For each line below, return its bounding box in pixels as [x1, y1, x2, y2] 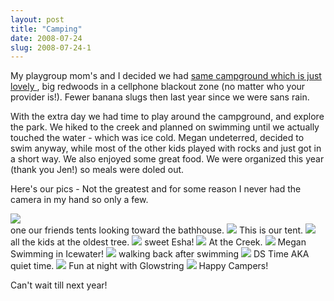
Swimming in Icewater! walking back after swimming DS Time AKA [10, 248, 310, 260]
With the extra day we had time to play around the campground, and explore [10, 111, 325, 123]
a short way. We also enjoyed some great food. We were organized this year [10, 153, 325, 165]
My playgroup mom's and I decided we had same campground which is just [10, 70, 322, 82]
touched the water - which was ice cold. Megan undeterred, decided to [10, 132, 305, 144]
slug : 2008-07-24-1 [10, 42, 92, 53]
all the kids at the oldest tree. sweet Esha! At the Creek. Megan [10, 236, 307, 248]
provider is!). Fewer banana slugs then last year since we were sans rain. [10, 91, 310, 103]
